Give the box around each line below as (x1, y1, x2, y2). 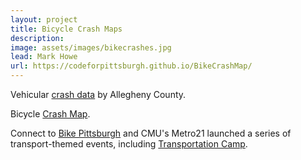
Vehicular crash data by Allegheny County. (10, 89, 187, 100)
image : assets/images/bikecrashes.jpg (10, 42, 172, 53)
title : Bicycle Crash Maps (10, 24, 123, 34)
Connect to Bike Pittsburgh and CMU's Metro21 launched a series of (10, 127, 292, 139)
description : (10, 33, 65, 43)
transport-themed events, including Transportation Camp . (10, 138, 248, 150)
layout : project (10, 14, 78, 25)
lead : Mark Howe (10, 52, 78, 62)
